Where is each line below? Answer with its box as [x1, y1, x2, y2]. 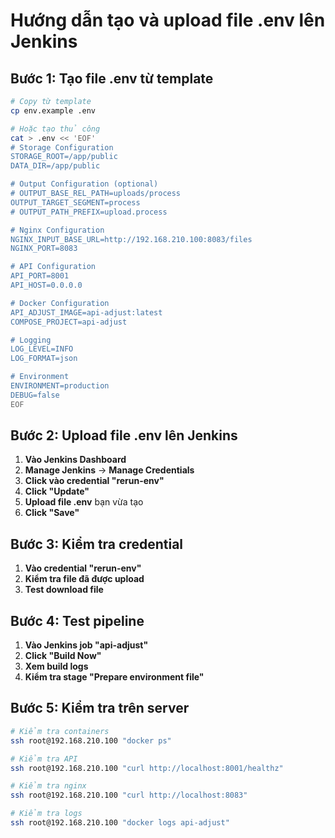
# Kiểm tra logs [10, 809, 83, 819]
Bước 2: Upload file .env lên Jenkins [10, 427, 238, 444]
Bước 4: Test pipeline [10, 612, 145, 629]
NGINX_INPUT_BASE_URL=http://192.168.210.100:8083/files [10, 234, 253, 244]
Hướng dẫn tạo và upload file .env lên [10, 9, 326, 32]
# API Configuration [10, 262, 97, 272]
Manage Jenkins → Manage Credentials [24, 464, 195, 476]
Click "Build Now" [24, 650, 102, 662]
